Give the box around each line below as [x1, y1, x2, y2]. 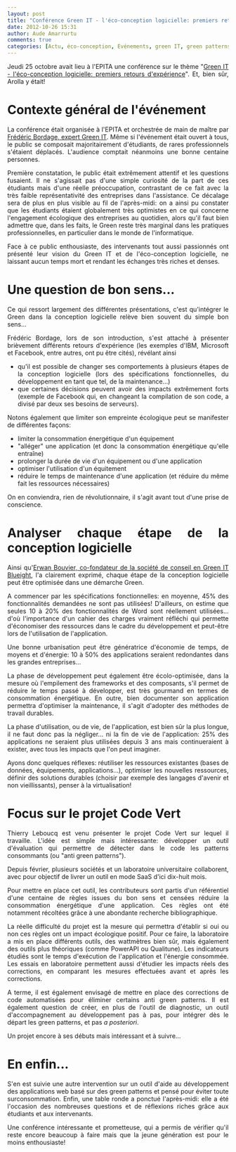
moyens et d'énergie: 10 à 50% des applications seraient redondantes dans [7, 650, 229, 659]
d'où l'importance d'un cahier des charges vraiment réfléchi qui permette [7, 614, 229, 623]
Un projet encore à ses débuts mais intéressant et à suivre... [7, 1032, 181, 1040]
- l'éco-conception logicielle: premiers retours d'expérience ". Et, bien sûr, [7, 70, 229, 78]
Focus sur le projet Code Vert [7, 806, 181, 821]
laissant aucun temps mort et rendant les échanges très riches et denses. [7, 257, 220, 265]
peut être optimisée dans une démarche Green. [7, 578, 144, 586]
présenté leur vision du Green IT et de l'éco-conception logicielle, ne [7, 249, 229, 258]
